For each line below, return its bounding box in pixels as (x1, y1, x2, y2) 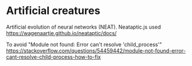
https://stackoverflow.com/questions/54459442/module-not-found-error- (6, 47, 186, 54)
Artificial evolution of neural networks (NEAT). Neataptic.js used (6, 23, 161, 30)
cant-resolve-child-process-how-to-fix (6, 53, 101, 60)
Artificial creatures (6, 4, 101, 18)
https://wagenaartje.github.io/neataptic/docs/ (6, 29, 117, 36)
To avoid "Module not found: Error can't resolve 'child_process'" (6, 41, 162, 48)
